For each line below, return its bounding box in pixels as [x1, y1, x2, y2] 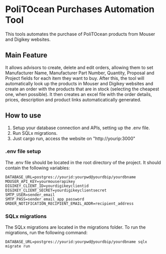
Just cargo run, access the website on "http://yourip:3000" [12, 135, 136, 141]
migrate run [5, 244, 30, 249]
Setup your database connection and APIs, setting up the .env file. [12, 125, 150, 131]
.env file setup [5, 148, 41, 155]
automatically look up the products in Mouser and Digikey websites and [5, 80, 153, 86]
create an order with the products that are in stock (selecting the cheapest [5, 86, 159, 92]
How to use [5, 111, 41, 120]
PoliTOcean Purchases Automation [5, 4, 155, 15]
